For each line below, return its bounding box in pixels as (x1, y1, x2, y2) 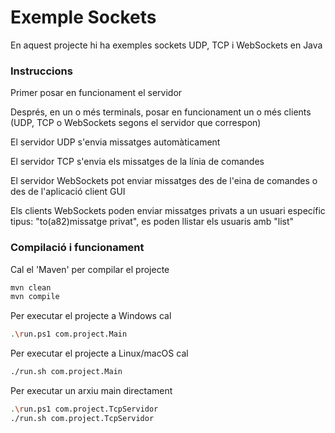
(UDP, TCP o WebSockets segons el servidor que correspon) (10, 117, 262, 129)
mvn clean (10, 282, 52, 293)
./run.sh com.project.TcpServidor (10, 413, 155, 423)
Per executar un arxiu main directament (10, 385, 173, 397)
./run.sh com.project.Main (10, 367, 123, 377)
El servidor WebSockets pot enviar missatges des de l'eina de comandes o (10, 175, 318, 187)
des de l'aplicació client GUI (10, 186, 126, 198)
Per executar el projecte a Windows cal (10, 310, 172, 322)
